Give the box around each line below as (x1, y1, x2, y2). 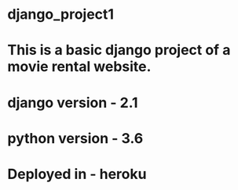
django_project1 (7, 5, 115, 23)
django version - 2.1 (7, 94, 138, 111)
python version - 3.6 (7, 129, 144, 147)
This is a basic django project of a (7, 41, 231, 59)
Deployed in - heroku (7, 165, 147, 183)
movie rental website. (7, 58, 152, 76)
